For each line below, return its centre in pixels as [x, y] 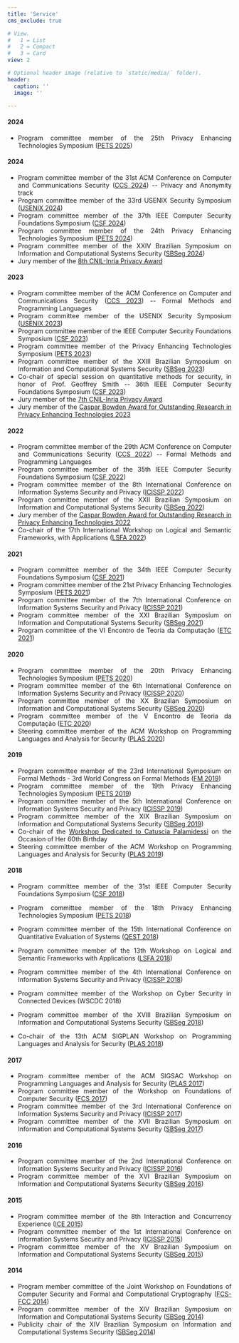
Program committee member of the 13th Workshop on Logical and [124, 951]
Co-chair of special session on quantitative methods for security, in [124, 376]
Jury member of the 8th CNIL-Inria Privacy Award [90, 260]
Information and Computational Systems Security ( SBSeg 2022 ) [111, 507]
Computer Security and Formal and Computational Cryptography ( [117, 1294]
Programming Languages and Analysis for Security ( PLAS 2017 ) [111, 1084]
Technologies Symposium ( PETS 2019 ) [74, 794]
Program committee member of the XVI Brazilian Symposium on [124, 1176]
